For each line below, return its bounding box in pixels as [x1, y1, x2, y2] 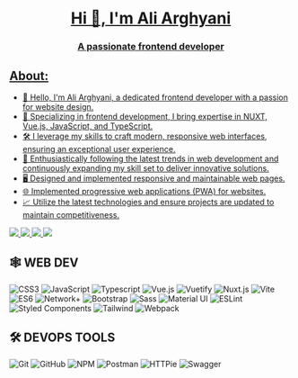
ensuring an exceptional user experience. [22, 143, 176, 154]
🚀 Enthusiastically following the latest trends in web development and [22, 153, 279, 164]
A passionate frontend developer [77, 40, 224, 53]
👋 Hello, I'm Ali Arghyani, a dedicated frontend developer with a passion [22, 92, 289, 103]
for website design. [22, 101, 94, 112]
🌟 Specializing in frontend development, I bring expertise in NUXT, [22, 111, 267, 121]
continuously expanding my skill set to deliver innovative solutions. [22, 162, 269, 174]
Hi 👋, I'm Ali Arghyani [70, 8, 232, 29]
